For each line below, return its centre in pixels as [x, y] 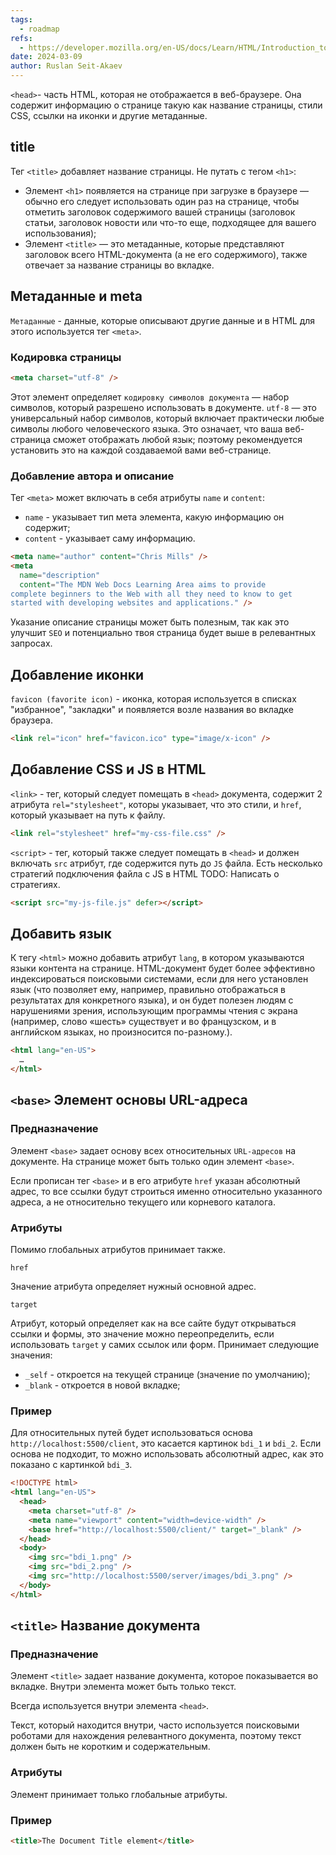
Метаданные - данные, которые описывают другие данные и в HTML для [163, 320]
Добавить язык [61, 933]
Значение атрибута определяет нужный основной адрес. [133, 1287]
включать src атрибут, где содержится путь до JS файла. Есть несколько [166, 863]
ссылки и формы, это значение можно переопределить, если [142, 1334]
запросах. [31, 643]
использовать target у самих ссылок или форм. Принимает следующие [165, 1345]
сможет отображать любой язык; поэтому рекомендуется [177, 439]
